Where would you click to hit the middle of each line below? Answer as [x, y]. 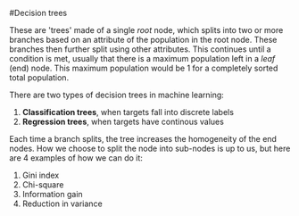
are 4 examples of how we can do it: [76, 158]
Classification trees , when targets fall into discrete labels [128, 112]
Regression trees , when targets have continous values [123, 121]
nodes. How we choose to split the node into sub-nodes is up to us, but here [150, 148]
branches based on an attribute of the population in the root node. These [143, 40]
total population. [39, 78]
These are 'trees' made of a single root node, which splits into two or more [146, 30]
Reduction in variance [62, 204]
